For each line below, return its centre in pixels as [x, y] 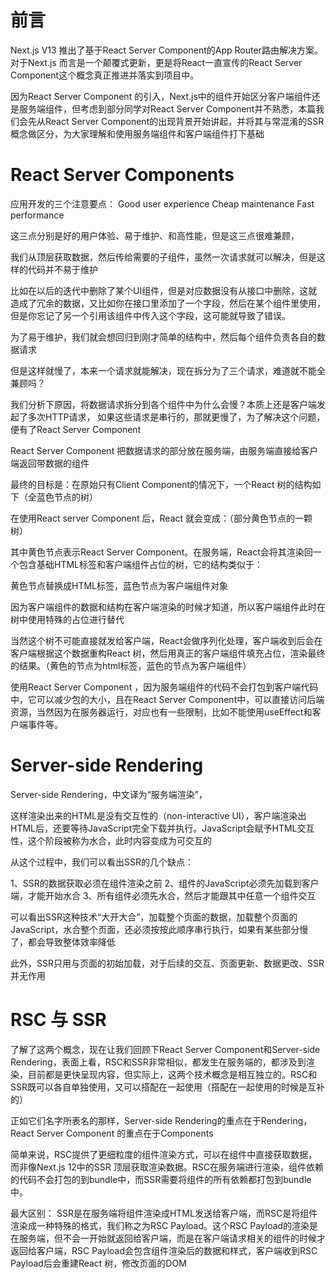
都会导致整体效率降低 [71, 942]
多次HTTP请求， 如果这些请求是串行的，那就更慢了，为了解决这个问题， [176, 417]
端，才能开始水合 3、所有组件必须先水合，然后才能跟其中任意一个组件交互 [163, 895]
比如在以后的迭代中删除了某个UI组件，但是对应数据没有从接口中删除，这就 [164, 290]
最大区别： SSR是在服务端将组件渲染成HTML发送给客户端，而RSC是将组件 [164, 1213]
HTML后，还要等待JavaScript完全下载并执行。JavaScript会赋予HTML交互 [162, 828]
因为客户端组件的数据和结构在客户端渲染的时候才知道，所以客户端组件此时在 [168, 607]
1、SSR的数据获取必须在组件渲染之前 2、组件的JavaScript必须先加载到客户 [165, 883]
